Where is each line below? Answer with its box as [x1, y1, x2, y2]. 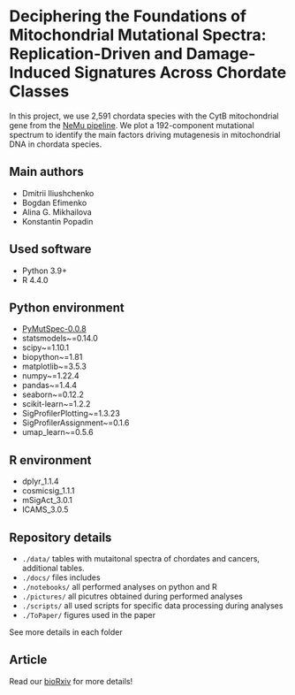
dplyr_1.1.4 [21, 476, 59, 487]
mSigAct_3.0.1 [21, 495, 73, 506]
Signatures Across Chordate [73, 63, 287, 83]
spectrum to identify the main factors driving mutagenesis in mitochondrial [9, 129, 281, 140]
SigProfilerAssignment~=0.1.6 [21, 417, 130, 428]
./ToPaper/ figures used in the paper [21, 610, 156, 620]
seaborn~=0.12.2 [21, 389, 84, 400]
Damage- [185, 44, 256, 64]
